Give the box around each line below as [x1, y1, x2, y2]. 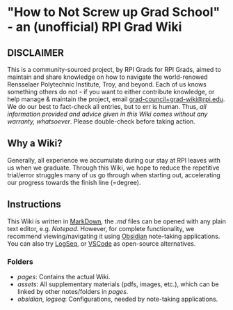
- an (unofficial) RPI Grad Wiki [7, 19, 182, 35]
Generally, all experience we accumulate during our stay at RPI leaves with [7, 156, 221, 164]
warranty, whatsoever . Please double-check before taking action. [7, 117, 196, 126]
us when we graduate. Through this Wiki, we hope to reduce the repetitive [7, 163, 220, 172]
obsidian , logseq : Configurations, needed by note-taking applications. [17, 295, 218, 303]
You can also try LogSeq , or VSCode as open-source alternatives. [7, 239, 196, 248]
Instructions [7, 198, 61, 210]
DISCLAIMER [7, 47, 64, 59]
